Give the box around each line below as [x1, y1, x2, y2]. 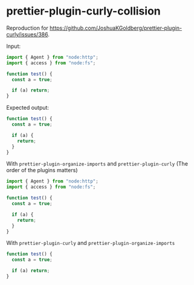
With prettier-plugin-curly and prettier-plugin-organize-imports [6, 240, 175, 247]
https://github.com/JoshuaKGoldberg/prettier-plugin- [49, 24, 183, 32]
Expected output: [6, 104, 50, 112]
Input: [6, 42, 21, 50]
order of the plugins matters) [6, 167, 78, 174]
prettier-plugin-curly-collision [6, 4, 161, 18]
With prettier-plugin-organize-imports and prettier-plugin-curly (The [6, 160, 189, 167]
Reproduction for [6, 24, 48, 32]
